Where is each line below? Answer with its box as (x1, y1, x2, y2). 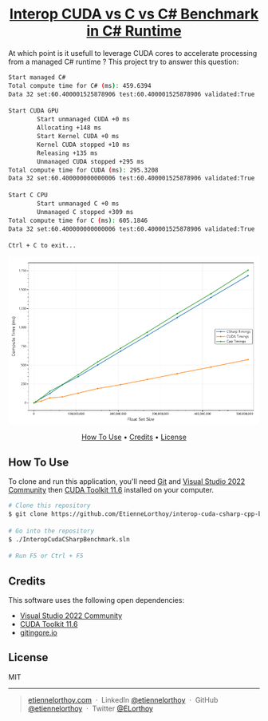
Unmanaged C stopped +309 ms (37, 208, 134, 216)
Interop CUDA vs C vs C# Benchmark (9, 5, 259, 23)
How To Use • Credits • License (81, 432, 187, 442)
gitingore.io (19, 628, 58, 638)
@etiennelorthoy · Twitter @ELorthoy (27, 703, 154, 713)
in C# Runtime (86, 22, 182, 40)
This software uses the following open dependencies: (8, 596, 185, 605)
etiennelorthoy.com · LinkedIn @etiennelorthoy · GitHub (27, 695, 219, 704)
